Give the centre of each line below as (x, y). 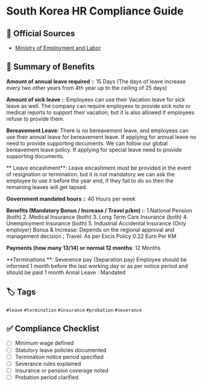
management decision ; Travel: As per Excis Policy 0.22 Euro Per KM (91, 236)
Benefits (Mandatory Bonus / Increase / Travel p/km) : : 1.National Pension (99, 210)
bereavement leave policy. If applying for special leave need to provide (94, 150)
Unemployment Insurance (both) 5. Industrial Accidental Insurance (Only (96, 223)
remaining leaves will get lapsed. (47, 187)
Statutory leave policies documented (61, 350)
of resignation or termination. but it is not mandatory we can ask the (90, 174)
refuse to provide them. (35, 118)
